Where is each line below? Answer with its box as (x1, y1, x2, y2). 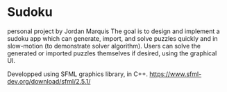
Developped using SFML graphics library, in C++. (7, 70, 148, 78)
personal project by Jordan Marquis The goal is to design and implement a (7, 27, 220, 35)
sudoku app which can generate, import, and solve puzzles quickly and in (7, 34, 218, 42)
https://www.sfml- (149, 70, 202, 78)
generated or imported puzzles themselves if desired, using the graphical (7, 49, 217, 57)
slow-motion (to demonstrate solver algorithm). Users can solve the (7, 42, 201, 50)
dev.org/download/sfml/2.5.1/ (7, 77, 91, 85)
